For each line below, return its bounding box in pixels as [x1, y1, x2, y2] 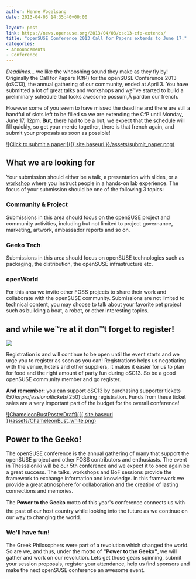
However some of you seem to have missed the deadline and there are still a [6, 104, 191, 112]
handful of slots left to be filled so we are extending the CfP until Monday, [6, 110, 183, 117]
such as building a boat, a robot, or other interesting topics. [6, 307, 149, 314]
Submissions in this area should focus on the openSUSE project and [6, 214, 170, 221]
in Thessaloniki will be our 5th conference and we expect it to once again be [6, 462, 190, 470]
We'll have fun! [6, 528, 50, 536]
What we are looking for [6, 158, 95, 168]
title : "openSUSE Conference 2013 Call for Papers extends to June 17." [6, 36, 187, 42]
